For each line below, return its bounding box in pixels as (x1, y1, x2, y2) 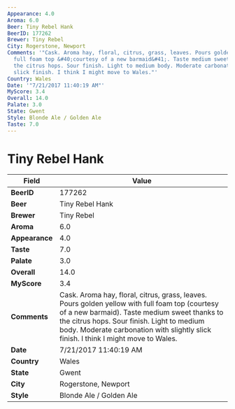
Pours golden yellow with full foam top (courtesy (59, 299, 219, 308)
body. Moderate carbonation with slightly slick (59, 325, 212, 335)
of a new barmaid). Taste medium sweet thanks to (59, 308, 224, 317)
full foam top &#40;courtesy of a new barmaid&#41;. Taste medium (13, 56, 211, 63)
